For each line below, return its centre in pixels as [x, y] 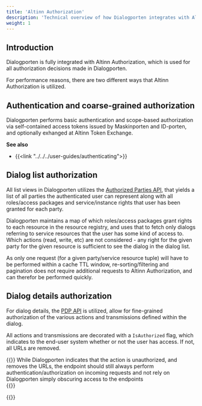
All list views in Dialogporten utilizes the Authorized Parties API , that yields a [100, 189]
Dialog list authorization [52, 175]
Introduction [30, 47]
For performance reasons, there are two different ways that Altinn [87, 80]
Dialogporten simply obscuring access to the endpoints [75, 379]
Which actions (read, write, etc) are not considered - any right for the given [99, 239]
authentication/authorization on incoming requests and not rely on [88, 372]
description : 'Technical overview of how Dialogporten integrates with [98, 17]
